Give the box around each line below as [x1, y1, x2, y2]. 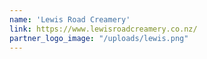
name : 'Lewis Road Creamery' [9, 14, 131, 25]
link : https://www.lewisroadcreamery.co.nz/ [9, 24, 198, 34]
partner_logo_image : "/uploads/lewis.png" [9, 33, 189, 43]
